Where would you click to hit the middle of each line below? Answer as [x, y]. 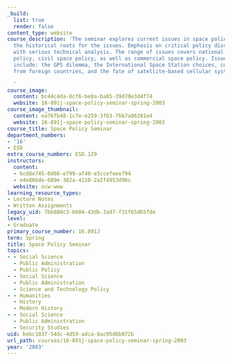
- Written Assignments [40, 206]
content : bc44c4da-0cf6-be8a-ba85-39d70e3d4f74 [83, 97]
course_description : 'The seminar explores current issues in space [108, 39]
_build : [18, 13]
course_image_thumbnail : [43, 110]
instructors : [26, 161]
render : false [33, 26]
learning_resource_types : [44, 193]
